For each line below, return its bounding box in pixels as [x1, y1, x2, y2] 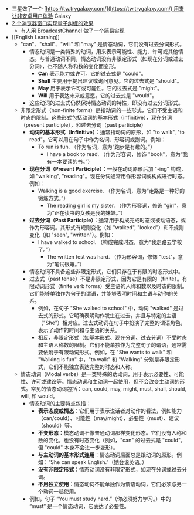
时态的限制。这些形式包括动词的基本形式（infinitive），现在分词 [20, 114, 172, 121]
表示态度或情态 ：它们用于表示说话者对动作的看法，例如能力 [38, 407, 182, 414]
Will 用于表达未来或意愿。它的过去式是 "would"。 [38, 92, 157, 99]
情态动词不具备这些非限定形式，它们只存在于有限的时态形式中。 [29, 268, 183, 275]
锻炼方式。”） [38, 195, 69, 201]
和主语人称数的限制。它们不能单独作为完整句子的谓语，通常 [38, 341, 182, 348]
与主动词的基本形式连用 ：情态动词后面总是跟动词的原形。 [38, 451, 177, 458]
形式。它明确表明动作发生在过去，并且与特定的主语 [53, 312, 177, 319]
